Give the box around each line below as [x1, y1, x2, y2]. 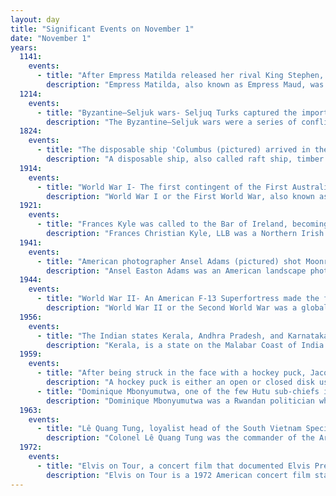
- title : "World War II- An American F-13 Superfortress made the [36, 294, 320, 304]
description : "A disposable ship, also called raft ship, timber [46, 154, 325, 164]
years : [10, 42, 38, 53]
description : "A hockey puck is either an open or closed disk [46, 377, 315, 387]
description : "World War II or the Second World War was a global [46, 303, 329, 313]
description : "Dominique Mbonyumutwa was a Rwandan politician [46, 396, 315, 406]
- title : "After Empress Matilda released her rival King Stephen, [36, 71, 325, 81]
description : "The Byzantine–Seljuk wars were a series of [46, 117, 298, 127]
